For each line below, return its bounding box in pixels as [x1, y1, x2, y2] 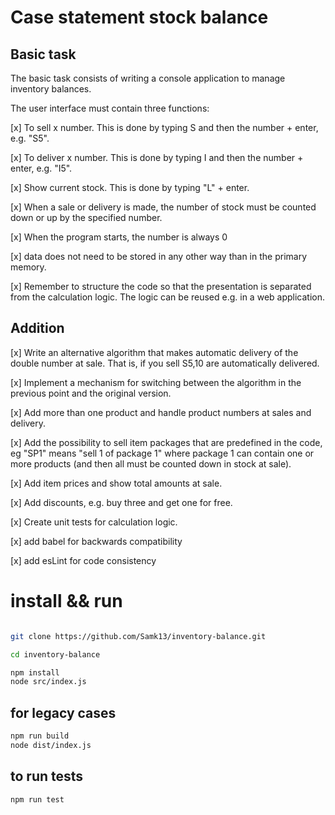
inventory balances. [10, 83, 92, 95]
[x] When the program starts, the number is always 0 [10, 231, 228, 243]
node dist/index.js [10, 740, 92, 750]
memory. [10, 261, 47, 273]
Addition [10, 320, 65, 337]
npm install [10, 667, 60, 678]
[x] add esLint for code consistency [10, 554, 157, 566]
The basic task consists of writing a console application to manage [10, 72, 286, 84]
